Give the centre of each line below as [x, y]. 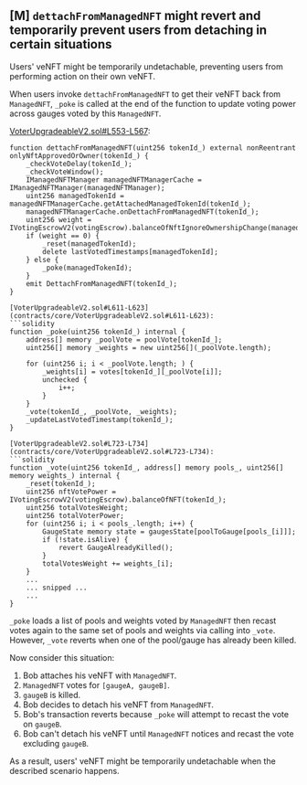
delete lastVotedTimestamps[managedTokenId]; [131, 251]
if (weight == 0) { [63, 236]
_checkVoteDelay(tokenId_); [79, 164]
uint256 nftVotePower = [71, 492]
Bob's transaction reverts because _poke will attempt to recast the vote [156, 714]
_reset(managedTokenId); [90, 244]
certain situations [61, 44]
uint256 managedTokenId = [75, 196]
